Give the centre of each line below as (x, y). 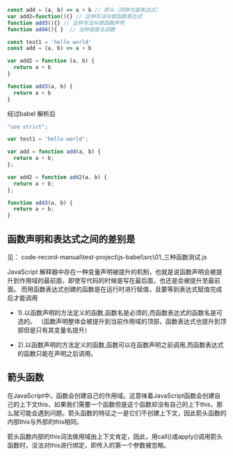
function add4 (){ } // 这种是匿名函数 (61, 29)
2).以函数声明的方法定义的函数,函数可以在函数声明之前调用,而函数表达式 (120, 345)
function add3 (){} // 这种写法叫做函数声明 (66, 23)
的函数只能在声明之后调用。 (57, 353)
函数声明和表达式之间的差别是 (71, 239)
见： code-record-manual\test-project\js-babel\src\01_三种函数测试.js (107, 256)
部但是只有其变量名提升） (54, 329)
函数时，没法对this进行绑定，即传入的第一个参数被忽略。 (89, 445)
